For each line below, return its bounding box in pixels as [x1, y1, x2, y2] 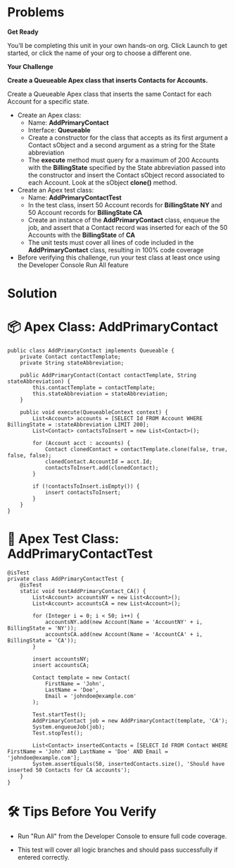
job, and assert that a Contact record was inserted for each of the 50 [27, 223, 228, 231]
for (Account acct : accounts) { [32, 440, 131, 447]
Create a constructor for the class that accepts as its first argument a [27, 133, 229, 142]
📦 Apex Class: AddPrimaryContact [7, 319, 218, 335]
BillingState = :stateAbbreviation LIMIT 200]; [7, 421, 150, 429]
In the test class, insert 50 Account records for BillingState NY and [27, 200, 223, 209]
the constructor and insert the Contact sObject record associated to [27, 171, 225, 179]
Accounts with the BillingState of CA [27, 231, 136, 239]
